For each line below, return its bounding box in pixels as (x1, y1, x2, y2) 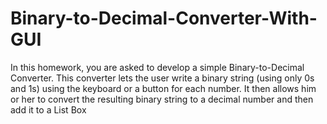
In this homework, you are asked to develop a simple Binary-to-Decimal (10, 61, 305, 73)
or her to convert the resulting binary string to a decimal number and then (10, 93, 314, 105)
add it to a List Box (10, 103, 87, 116)
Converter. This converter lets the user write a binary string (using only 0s (10, 72, 315, 84)
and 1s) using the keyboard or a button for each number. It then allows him (10, 82, 317, 94)
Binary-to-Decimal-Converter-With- (10, 7, 318, 30)
